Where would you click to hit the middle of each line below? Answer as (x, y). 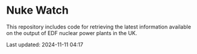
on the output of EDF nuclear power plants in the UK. (72, 33)
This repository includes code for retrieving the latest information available (99, 27)
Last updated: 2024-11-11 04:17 (45, 45)
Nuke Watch (38, 10)
